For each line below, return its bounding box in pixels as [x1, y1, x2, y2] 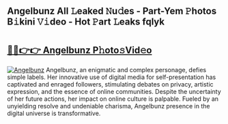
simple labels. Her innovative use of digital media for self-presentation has [7, 73, 216, 81]
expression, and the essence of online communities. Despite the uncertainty [7, 88, 222, 95]
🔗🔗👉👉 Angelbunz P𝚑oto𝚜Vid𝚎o [7, 44, 152, 56]
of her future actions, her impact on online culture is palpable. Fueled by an [7, 95, 219, 103]
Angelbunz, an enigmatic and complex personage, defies [45, 66, 207, 74]
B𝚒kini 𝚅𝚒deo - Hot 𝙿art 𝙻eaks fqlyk [7, 16, 165, 28]
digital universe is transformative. [7, 109, 101, 117]
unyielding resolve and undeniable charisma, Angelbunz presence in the [7, 102, 210, 110]
